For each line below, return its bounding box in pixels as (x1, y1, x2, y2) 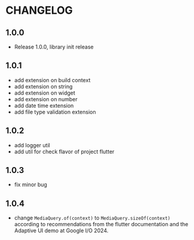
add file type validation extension (14, 108, 96, 116)
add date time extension (14, 102, 74, 109)
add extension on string (14, 83, 73, 90)
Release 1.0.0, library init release (14, 43, 94, 50)
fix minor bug (14, 181, 47, 189)
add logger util (14, 141, 50, 148)
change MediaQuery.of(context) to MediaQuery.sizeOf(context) (14, 214, 171, 221)
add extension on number (14, 95, 78, 102)
